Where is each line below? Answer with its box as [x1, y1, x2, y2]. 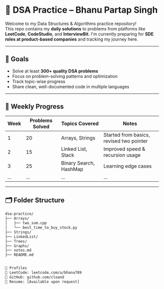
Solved [33, 123, 50, 130]
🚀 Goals [5, 55, 29, 63]
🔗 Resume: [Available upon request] [5, 279, 80, 284]
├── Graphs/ [5, 243, 29, 248]
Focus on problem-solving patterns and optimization [12, 73, 118, 79]
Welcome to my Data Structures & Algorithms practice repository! [5, 21, 137, 26]
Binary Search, [61, 159, 95, 166]
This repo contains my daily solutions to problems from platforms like [5, 25, 145, 31]
